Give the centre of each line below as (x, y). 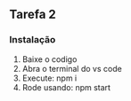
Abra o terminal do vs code (72, 68)
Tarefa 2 (33, 15)
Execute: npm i (49, 78)
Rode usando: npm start (66, 87)
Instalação (33, 40)
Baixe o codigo (49, 59)
